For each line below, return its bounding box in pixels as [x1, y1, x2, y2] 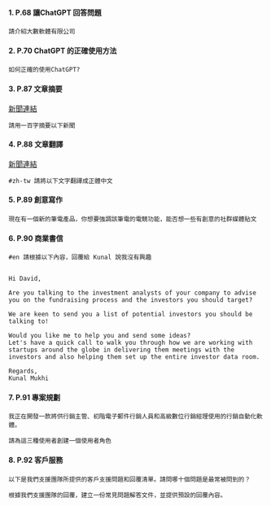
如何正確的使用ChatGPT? [8, 66, 81, 74]
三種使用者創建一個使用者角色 [26, 437, 112, 445]
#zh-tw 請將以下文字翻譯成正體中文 [8, 177, 113, 185]
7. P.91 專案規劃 [8, 392, 61, 402]
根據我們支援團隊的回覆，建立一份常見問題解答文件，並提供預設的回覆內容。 [8, 491, 227, 499]
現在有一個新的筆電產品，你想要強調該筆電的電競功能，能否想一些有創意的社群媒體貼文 [8, 216, 257, 224]
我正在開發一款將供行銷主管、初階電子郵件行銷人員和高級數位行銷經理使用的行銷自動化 [8, 412, 257, 421]
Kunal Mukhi [8, 374, 49, 382]
